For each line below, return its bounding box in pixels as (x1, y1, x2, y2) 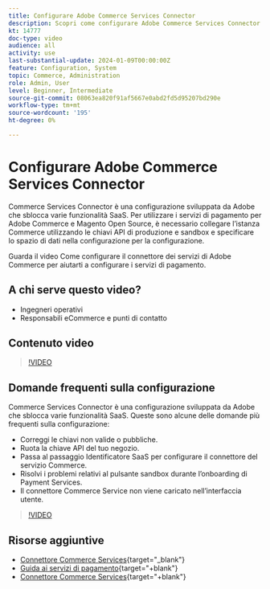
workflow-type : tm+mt (8, 101, 81, 109)
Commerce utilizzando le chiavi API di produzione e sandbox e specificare (8, 227, 255, 237)
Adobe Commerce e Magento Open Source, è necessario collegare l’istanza (8, 219, 260, 228)
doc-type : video (8, 34, 63, 43)
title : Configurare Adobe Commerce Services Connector (8, 11, 196, 20)
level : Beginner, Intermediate (8, 86, 113, 95)
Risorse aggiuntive (8, 534, 104, 547)
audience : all (8, 42, 56, 50)
